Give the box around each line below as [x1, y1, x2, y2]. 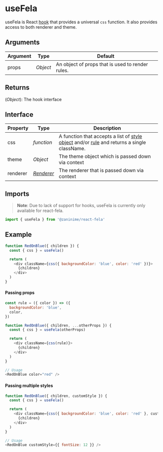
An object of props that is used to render [55, 61, 148, 68]
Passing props [5, 290, 35, 296]
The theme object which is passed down [59, 153, 151, 160]
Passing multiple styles [5, 382, 53, 388]
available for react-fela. [16, 208, 64, 214]
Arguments [5, 38, 40, 47]
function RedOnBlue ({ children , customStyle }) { [5, 393, 108, 399]
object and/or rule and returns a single [59, 139, 147, 146]
